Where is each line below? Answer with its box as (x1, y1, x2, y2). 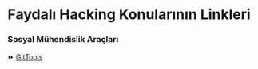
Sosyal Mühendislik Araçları (7, 34, 119, 45)
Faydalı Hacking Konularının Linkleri (7, 6, 251, 24)
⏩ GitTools (7, 52, 43, 62)
